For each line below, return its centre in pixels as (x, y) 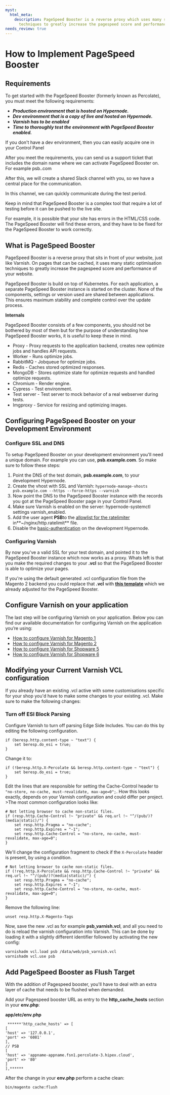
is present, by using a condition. (38, 857)
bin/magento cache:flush (31, 1087)
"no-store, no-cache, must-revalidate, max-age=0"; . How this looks (77, 791)
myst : (11, 10)
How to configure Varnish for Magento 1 (54, 638)
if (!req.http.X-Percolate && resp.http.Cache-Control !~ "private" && (82, 871)
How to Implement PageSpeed (70, 54)
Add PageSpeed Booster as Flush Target (70, 972)
